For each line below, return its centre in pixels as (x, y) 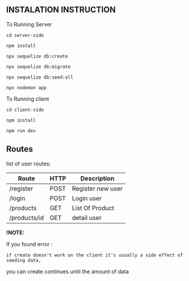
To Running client (28, 99)
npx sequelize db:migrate (38, 67)
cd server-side (25, 35)
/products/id (27, 217)
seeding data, (24, 260)
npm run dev (21, 131)
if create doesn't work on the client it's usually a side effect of (95, 255)
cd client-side (25, 110)
